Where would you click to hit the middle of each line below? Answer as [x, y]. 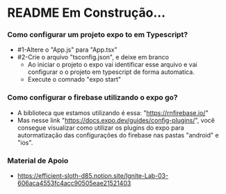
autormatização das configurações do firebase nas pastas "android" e [118, 135]
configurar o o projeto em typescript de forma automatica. [111, 72]
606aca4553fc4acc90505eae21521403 [74, 184]
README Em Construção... [86, 13]
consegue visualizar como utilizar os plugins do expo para [100, 128]
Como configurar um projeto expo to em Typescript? [98, 35]
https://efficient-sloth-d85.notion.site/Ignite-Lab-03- [93, 176]
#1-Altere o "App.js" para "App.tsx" [67, 50]
